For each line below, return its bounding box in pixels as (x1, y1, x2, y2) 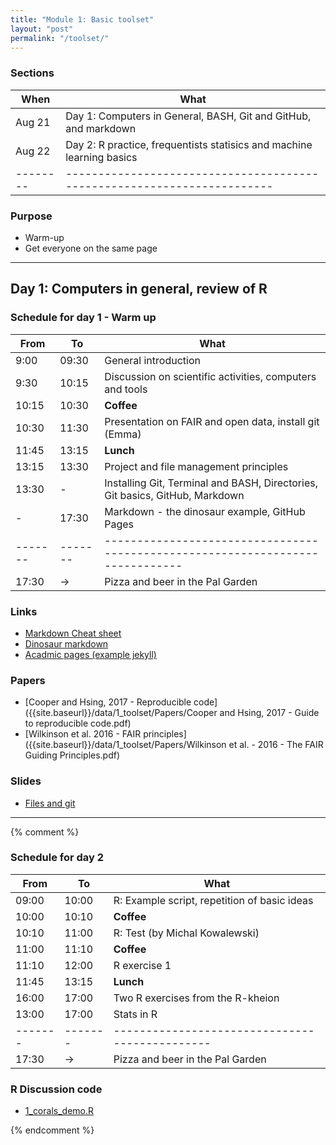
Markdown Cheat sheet (24, 627, 122, 639)
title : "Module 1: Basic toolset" (10, 14, 155, 25)
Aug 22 (15, 144, 51, 158)
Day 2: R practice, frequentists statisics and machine (65, 137, 313, 151)
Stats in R (113, 1007, 158, 1021)
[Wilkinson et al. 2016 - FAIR (24, 728, 142, 740)
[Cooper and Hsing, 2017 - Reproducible (24, 696, 192, 708)
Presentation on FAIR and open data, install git (104, 414, 320, 428)
